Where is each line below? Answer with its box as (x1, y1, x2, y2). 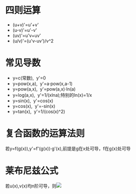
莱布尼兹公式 (5, 165, 59, 176)
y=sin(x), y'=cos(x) (12, 97, 54, 104)
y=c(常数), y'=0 (12, 74, 46, 81)
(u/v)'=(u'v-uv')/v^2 (12, 37, 54, 44)
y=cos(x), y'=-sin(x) (12, 103, 55, 109)
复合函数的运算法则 (5, 128, 85, 139)
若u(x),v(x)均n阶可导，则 (5, 183, 57, 189)
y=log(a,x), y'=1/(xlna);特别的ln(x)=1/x (12, 92, 92, 98)
